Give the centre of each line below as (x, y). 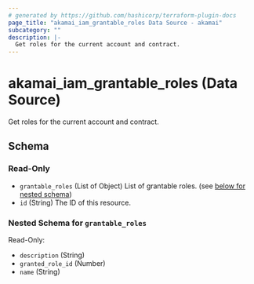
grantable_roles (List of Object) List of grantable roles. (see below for (132, 186)
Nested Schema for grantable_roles (78, 223)
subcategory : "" (34, 30)
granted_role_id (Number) (62, 264)
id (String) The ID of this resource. (75, 202)
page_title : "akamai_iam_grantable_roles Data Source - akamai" (115, 23)
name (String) (40, 272)
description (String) (52, 255)
